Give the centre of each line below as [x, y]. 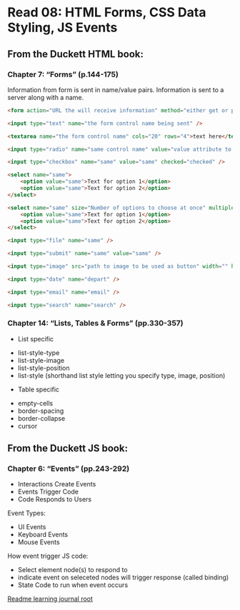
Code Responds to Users [54, 499]
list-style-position [44, 368]
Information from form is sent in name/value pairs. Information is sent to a [116, 89]
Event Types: [27, 513]
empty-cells [35, 403]
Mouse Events [39, 542]
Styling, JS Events [62, 27]
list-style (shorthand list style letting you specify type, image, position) [121, 375]
